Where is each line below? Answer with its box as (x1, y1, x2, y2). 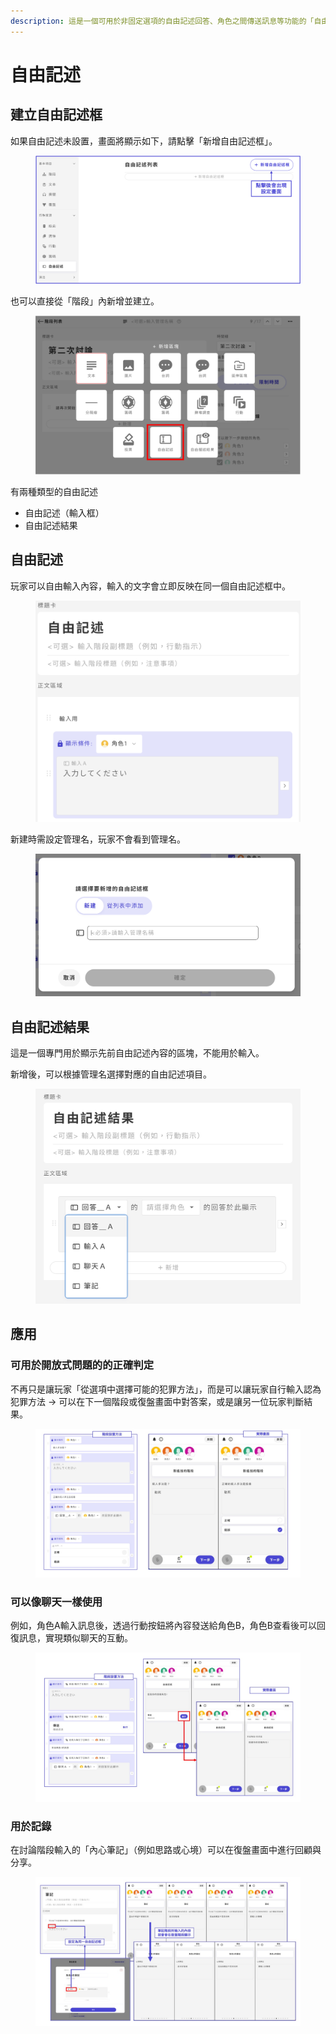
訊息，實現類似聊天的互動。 (18, 1632, 133, 1644)
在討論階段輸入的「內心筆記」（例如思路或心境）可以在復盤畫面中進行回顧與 (10, 1844, 322, 1856)
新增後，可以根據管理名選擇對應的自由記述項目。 (10, 1068, 212, 1080)
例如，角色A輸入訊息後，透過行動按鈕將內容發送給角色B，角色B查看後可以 (10, 1620, 317, 1632)
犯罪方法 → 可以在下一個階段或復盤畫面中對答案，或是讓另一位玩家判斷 (10, 1395, 305, 1407)
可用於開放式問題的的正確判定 (10, 1358, 155, 1372)
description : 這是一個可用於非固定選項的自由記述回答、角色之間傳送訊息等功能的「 (10, 16, 315, 26)
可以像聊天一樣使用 (10, 1595, 103, 1609)
